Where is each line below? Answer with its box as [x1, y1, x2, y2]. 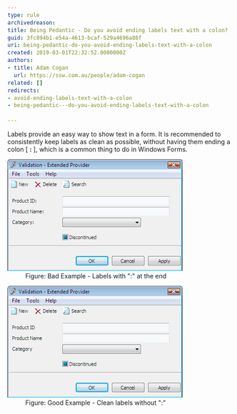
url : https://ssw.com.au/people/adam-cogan [14, 71, 145, 79]
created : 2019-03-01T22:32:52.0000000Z [7, 49, 126, 56]
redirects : [7, 86, 40, 94]
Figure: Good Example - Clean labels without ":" [25, 398, 166, 407]
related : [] [7, 79, 43, 86]
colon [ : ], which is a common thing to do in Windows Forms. [7, 145, 188, 153]
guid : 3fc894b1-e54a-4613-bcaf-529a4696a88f [7, 34, 142, 41]
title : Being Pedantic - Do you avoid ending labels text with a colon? [7, 26, 228, 34]
